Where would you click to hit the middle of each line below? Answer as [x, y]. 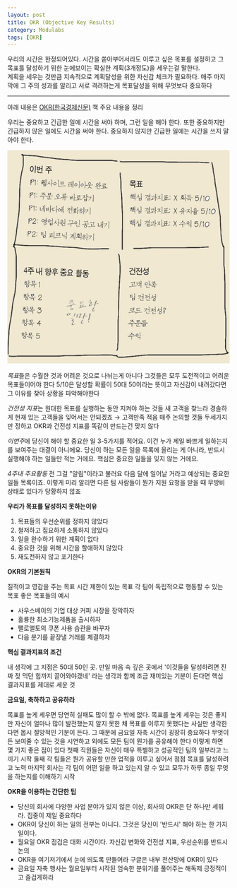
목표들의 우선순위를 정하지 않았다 [63, 521]
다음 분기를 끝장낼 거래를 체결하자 [64, 637]
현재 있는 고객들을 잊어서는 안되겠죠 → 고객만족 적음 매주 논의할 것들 [109, 418]
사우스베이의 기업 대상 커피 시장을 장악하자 [76, 610]
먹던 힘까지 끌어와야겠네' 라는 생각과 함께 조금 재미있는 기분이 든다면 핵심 [123, 676]
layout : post [26, 15]
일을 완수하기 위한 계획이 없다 [58, 539]
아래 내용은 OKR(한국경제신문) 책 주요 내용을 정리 [75, 107]
